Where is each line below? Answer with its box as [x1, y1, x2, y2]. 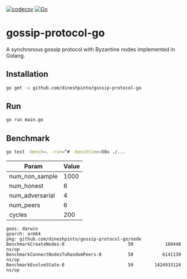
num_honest [9, 182, 44, 190]
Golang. [6, 52, 25, 59]
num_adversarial [9, 192, 55, 199]
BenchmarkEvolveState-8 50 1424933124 [6, 262, 182, 268]
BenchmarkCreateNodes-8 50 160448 [6, 241, 182, 247]
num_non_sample [9, 172, 58, 180]
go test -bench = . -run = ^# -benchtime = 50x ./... [6, 149, 126, 155]
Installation [6, 69, 49, 79]
